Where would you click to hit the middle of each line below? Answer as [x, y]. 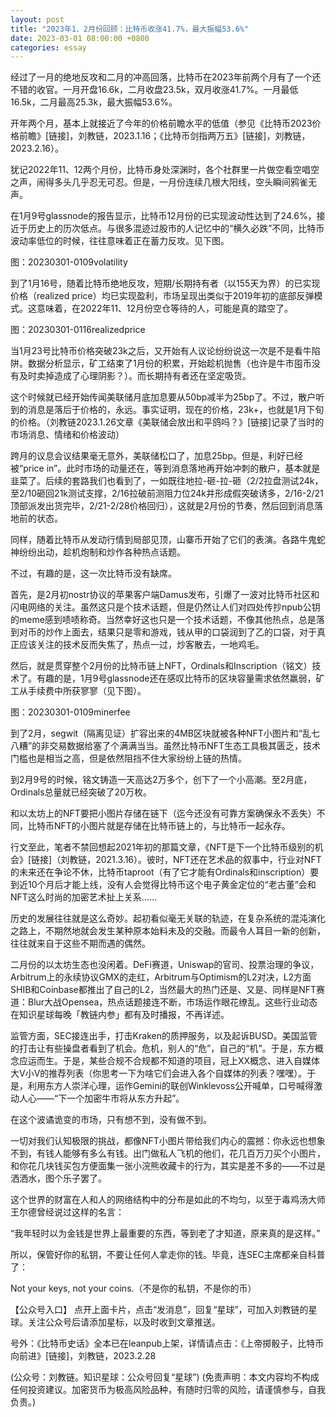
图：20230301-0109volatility [69, 262]
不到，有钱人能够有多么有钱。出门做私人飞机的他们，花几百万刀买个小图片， [168, 1153]
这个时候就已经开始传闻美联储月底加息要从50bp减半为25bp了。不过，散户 [163, 397]
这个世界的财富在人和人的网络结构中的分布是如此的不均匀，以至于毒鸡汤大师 [168, 1200]
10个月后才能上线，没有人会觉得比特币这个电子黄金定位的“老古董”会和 [172, 885]
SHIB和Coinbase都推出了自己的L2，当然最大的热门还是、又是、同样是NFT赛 [168, 990]
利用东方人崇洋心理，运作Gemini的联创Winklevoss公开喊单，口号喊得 [171, 1086]
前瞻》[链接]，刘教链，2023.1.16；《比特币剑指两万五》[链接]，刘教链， [164, 136]
